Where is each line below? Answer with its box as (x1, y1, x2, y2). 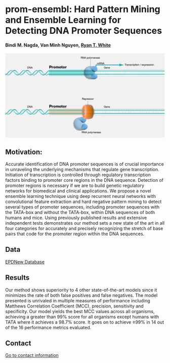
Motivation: (5, 147, 42, 156)
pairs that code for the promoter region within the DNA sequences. (5, 231, 145, 237)
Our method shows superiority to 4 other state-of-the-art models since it (5, 287, 157, 293)
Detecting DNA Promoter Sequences (5, 25, 162, 36)
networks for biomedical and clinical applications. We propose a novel (5, 188, 151, 194)
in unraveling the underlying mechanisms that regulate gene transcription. (5, 166, 159, 172)
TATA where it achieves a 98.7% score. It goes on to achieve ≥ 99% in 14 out (5, 319, 164, 325)
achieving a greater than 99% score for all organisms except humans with (5, 314, 159, 320)
